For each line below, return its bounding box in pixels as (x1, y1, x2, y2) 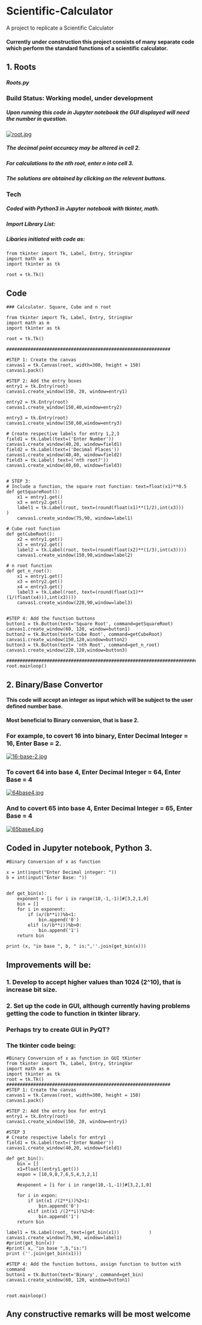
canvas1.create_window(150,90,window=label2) (17, 552, 133, 559)
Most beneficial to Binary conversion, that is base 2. (6, 716, 139, 723)
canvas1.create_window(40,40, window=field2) (6, 452, 122, 458)
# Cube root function (6, 526, 61, 532)
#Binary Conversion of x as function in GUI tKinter (6, 1055, 141, 1061)
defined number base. (6, 703, 63, 710)
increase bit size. (6, 985, 58, 994)
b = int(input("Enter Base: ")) (6, 875, 87, 881)
